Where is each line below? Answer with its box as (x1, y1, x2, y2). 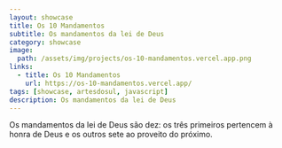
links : (9, 63, 34, 72)
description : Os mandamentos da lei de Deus (9, 95, 176, 105)
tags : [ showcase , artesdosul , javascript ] (9, 87, 168, 96)
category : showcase (9, 37, 82, 47)
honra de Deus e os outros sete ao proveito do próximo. (9, 129, 213, 140)
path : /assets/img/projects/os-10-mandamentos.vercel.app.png (17, 54, 252, 63)
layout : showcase (9, 12, 74, 22)
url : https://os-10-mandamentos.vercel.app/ (25, 79, 192, 88)
